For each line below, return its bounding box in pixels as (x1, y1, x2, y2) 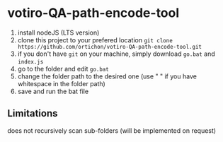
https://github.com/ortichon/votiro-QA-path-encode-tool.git (17, 43, 202, 50)
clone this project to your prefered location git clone (17, 35, 173, 44)
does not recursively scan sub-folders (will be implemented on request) (7, 126, 217, 135)
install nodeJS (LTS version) (17, 28, 100, 37)
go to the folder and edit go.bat (17, 64, 110, 73)
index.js (17, 58, 44, 65)
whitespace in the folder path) (17, 79, 106, 88)
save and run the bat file (17, 87, 89, 95)
